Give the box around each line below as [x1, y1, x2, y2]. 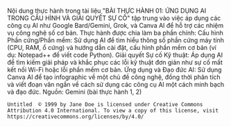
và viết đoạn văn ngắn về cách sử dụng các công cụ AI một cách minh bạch [7, 81, 225, 88]
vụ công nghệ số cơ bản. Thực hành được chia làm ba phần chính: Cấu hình [7, 28, 223, 37]
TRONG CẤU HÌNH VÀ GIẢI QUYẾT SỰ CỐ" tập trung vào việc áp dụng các [7, 14, 221, 22]
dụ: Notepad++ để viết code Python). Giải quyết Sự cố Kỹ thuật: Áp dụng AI [7, 51, 223, 59]
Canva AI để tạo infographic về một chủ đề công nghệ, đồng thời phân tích [7, 73, 221, 81]
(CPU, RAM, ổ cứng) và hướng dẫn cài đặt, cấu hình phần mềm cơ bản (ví [7, 44, 216, 51]
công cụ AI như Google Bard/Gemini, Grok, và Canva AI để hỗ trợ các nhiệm [7, 22, 224, 29]
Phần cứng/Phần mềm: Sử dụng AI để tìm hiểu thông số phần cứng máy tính [7, 36, 224, 44]
